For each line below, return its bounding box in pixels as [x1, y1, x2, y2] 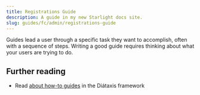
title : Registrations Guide [6, 8, 76, 15]
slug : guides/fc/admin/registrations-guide [6, 20, 116, 26]
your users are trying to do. [6, 49, 73, 56]
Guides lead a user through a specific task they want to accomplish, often [6, 36, 187, 44]
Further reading [6, 66, 66, 76]
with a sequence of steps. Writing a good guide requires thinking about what [6, 42, 195, 50]
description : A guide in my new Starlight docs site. [6, 14, 143, 20]
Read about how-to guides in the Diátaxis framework [14, 82, 145, 90]
